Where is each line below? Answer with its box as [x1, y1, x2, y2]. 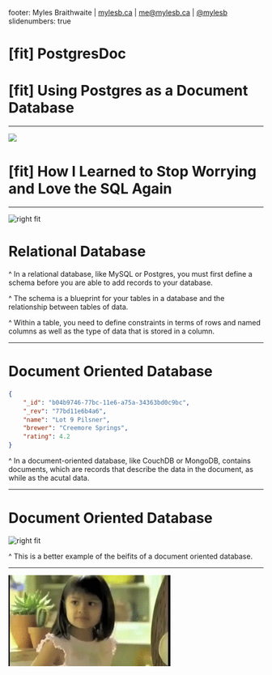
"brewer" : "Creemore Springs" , [23, 424, 129, 432]
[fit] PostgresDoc [8, 45, 127, 63]
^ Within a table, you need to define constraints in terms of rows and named [8, 318, 261, 327]
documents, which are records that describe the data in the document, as [8, 465, 253, 474]
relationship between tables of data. [8, 302, 129, 312]
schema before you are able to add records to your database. [8, 278, 213, 287]
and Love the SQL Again [8, 180, 172, 198]
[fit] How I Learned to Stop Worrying [8, 163, 257, 181]
